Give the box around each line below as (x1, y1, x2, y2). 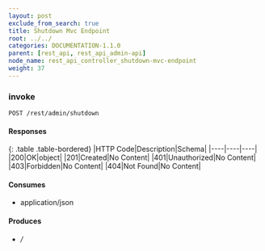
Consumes (8, 179, 46, 190)
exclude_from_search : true (8, 19, 99, 27)
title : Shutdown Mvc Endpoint (8, 27, 111, 35)
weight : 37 (8, 65, 45, 73)
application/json (19, 198, 74, 207)
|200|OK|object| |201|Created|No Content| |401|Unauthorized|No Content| (8, 153, 256, 162)
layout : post (8, 11, 53, 20)
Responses (8, 126, 47, 136)
